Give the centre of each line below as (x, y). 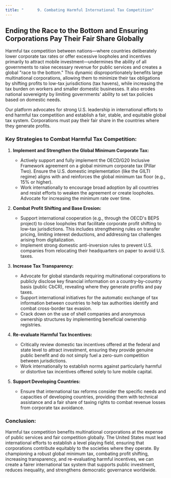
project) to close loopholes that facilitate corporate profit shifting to (91, 223)
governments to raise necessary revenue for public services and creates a (83, 67)
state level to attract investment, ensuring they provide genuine (87, 350)
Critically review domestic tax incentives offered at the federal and (90, 344)
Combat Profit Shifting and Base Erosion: (57, 208)
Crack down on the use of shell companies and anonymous (83, 314)
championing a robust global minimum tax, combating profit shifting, (77, 454)
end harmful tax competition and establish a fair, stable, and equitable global (86, 115)
